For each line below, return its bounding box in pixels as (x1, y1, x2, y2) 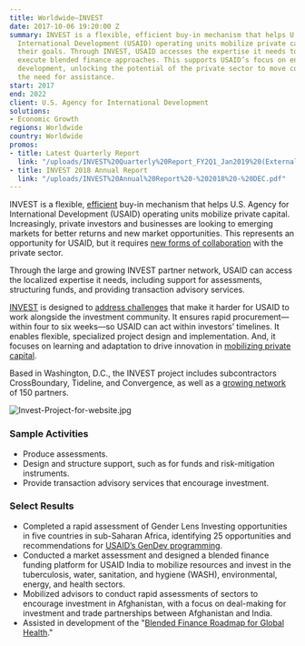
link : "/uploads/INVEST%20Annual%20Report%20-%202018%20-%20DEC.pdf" (17, 174, 286, 183)
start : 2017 (9, 81, 54, 90)
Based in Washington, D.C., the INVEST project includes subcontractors (9, 368, 277, 379)
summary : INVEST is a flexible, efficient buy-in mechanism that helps (9, 30, 286, 39)
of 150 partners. (9, 388, 70, 399)
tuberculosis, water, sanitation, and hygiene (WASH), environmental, (22, 569, 278, 580)
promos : (9, 140, 39, 149)
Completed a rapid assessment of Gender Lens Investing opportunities (22, 520, 288, 531)
